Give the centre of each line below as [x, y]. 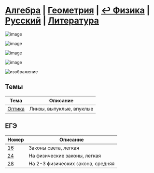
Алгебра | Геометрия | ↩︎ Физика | [77, 10]
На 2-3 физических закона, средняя [72, 163]
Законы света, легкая [54, 148]
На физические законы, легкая [65, 156]
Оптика [16, 109]
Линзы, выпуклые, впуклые [61, 109]
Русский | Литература [52, 21]
